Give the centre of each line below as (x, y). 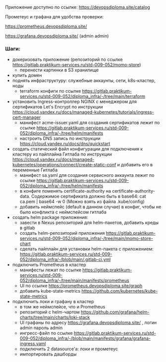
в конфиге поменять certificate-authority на (65, 191)
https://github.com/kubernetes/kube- (120, 291)
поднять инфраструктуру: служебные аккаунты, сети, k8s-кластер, (84, 81)
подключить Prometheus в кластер (49, 265)
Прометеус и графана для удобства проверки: (55, 17)
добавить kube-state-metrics (50, 291)
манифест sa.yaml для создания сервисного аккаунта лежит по (87, 175)
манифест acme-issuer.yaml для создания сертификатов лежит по (90, 123)
